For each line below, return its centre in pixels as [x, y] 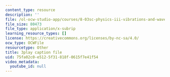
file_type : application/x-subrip [40, 29]
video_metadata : [22, 62]
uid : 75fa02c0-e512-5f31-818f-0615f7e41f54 [52, 57]
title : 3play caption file [34, 52]
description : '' [22, 15]
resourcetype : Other [27, 48]
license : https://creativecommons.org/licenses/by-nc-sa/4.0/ [72, 38]
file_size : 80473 [24, 24]
